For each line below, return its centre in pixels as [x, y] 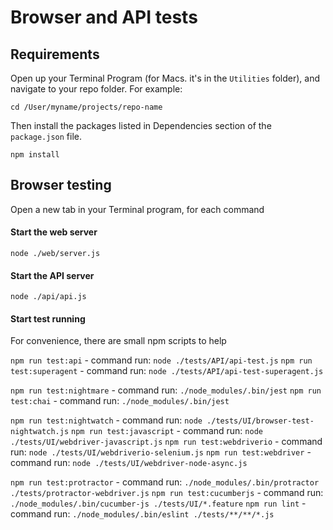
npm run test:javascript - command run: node [167, 431]
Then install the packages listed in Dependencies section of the [141, 125]
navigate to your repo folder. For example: [96, 89]
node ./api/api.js [48, 297]
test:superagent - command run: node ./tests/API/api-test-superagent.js [167, 371]
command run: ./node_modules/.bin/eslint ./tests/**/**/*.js [142, 514]
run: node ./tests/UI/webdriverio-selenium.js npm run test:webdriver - [161, 452]
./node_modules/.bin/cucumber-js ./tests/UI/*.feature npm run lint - [158, 503]
